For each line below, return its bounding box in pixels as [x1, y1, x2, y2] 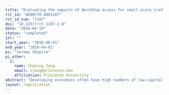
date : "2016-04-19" [5, 26, 46, 31]
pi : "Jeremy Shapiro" [5, 49, 51, 54]
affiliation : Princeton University [14, 73, 89, 78]
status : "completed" [5, 31, 49, 36]
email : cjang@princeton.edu [14, 68, 73, 73]
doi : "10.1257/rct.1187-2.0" [5, 21, 66, 27]
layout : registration [5, 82, 51, 87]
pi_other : [5, 54, 26, 59]
